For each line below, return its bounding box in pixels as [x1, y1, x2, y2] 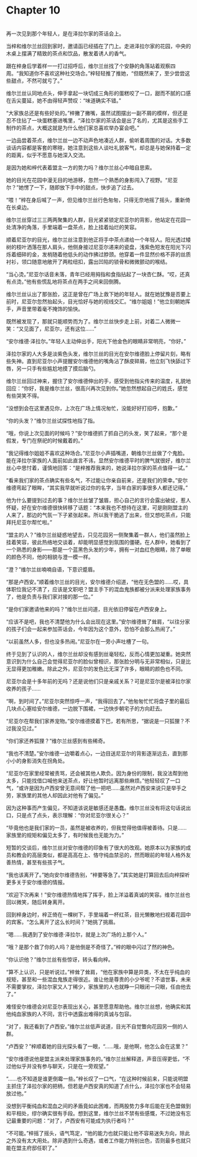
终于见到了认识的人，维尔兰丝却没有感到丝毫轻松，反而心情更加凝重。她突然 [6, 650, 191, 657]
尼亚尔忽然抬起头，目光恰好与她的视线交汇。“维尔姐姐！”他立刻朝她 [21, 298, 186, 305]
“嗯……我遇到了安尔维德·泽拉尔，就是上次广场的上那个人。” [6, 931, 147, 938]
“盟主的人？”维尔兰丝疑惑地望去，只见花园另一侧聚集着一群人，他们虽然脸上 [6, 531, 191, 538]
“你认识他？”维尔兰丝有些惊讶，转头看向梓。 [6, 956, 114, 963]
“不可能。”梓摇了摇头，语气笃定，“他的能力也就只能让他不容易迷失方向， [6, 1129, 180, 1136]
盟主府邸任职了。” [16, 1144, 57, 1151]
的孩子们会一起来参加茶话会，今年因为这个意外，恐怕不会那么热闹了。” [6, 625, 176, 632]
